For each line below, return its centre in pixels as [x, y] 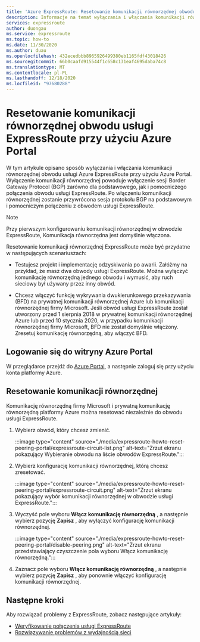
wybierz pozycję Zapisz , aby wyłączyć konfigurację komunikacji [94, 520]
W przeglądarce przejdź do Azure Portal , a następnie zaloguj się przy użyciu [100, 366]
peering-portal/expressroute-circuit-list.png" [70, 448]
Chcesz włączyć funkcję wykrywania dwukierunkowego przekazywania [103, 295]
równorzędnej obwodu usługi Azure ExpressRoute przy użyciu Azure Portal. [99, 174]
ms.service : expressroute [38, 34]
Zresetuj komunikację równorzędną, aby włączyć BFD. [81, 333]
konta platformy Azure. [34, 373]
